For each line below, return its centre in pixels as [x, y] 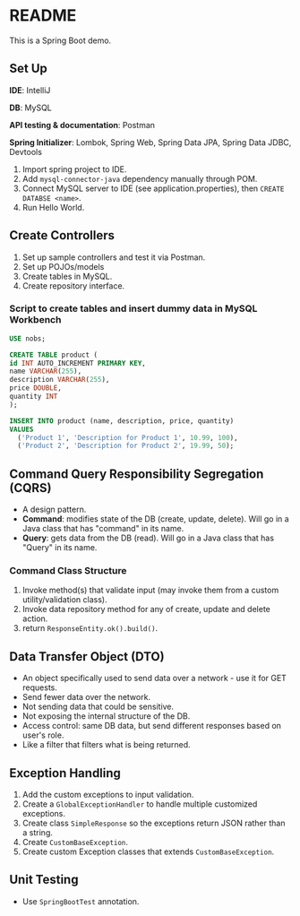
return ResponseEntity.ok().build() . [90, 628]
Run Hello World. [53, 207]
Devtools [26, 151]
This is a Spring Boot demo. [60, 40]
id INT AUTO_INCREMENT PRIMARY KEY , [77, 363]
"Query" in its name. [60, 548]
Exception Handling [65, 773]
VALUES [21, 429]
